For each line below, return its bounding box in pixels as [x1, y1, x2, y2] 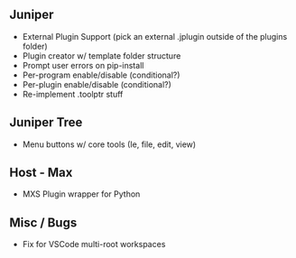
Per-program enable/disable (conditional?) [22, 69, 180, 80]
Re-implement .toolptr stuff [22, 88, 124, 99]
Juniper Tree [9, 115, 83, 130]
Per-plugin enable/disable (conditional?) [22, 78, 171, 89]
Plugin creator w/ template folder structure [22, 50, 181, 61]
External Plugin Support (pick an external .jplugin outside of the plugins [22, 31, 288, 41]
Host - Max [9, 165, 73, 180]
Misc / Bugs [9, 215, 78, 230]
